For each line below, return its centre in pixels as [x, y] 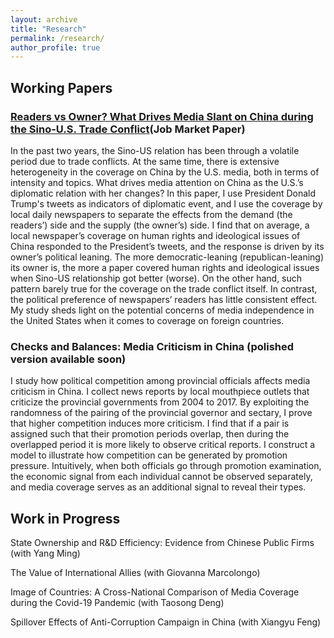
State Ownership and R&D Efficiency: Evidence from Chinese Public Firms [162, 543]
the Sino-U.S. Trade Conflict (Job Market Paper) [128, 129]
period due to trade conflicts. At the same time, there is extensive [145, 161]
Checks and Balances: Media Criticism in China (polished [152, 346]
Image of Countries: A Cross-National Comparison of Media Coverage [155, 592]
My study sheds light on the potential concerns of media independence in [162, 310]
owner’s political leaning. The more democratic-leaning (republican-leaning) [167, 257]
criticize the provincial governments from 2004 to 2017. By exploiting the [160, 402]
